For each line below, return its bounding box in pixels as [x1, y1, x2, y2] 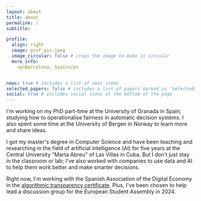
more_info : [11, 58, 39, 65]
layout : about [6, 8, 42, 15]
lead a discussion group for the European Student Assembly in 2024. [6, 188, 176, 195]
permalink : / [6, 20, 39, 26]
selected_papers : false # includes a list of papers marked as [6, 86, 167, 92]
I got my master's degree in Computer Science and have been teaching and [6, 138, 193, 145]
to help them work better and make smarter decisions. [6, 164, 140, 171]
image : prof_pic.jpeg [11, 47, 66, 54]
